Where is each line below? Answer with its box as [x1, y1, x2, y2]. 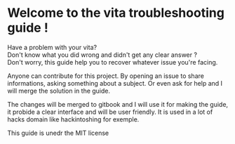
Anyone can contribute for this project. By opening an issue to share [7, 72, 205, 80]
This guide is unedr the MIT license [7, 129, 109, 137]
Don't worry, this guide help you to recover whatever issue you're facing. [7, 58, 218, 66]
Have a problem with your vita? [7, 43, 97, 51]
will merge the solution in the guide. [7, 86, 111, 95]
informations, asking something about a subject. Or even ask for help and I [7, 79, 223, 87]
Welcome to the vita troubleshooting [7, 5, 224, 21]
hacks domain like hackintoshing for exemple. [7, 114, 140, 124]
